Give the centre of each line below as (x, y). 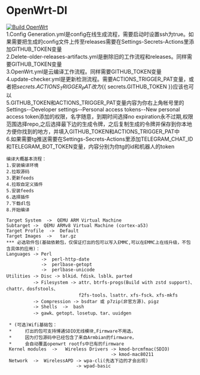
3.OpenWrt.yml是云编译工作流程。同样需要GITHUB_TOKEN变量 (84, 71)
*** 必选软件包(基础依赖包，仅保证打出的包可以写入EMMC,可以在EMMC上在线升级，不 (96, 242)
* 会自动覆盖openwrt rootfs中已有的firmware (66, 344)
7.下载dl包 (19, 203)
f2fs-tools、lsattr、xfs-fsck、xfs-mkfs (128, 295)
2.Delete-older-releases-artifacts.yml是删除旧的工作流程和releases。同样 (97, 56)
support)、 (182, 282)
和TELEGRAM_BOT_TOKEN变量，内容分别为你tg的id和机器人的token (90, 146)
